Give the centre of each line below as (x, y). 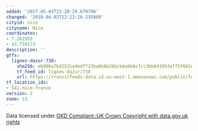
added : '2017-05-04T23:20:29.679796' (52, 11)
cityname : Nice (25, 28)
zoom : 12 (17, 99)
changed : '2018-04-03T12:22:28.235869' (55, 17)
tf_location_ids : (27, 83)
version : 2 (19, 93)
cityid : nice (22, 22)
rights (13, 122)
